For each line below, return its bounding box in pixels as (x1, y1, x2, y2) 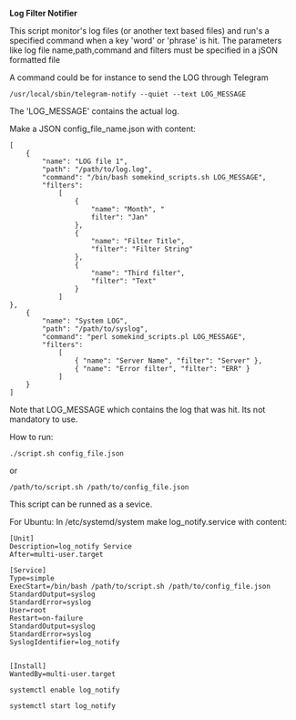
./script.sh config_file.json (9, 449, 125, 458)
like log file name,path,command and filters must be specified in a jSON (9, 45, 279, 56)
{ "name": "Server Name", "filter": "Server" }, (74, 356, 262, 365)
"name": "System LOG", (42, 316, 128, 325)
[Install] (9, 662, 47, 671)
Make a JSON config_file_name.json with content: (9, 123, 196, 134)
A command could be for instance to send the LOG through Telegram (9, 72, 269, 83)
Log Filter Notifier (9, 8, 77, 18)
